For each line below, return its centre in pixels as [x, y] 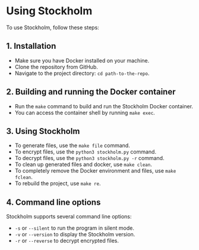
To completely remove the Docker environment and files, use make [95, 171]
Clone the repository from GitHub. [56, 67]
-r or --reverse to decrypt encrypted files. [67, 241]
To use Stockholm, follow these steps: [53, 27]
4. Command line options [53, 202]
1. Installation [31, 46]
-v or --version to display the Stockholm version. [75, 235]
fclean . [23, 177]
